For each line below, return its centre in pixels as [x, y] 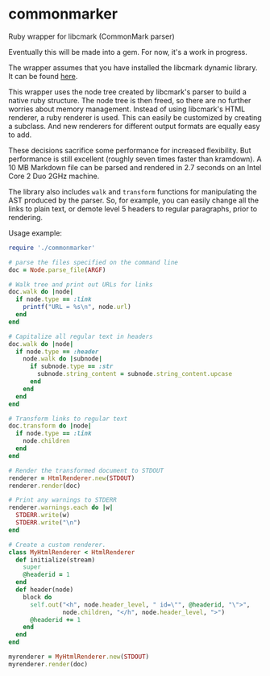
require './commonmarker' [52, 248]
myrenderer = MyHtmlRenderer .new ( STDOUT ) [79, 657]
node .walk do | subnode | [63, 359]
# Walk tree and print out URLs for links [81, 284]
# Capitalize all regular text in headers [81, 336]
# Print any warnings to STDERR [62, 500]
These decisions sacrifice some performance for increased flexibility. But [130, 150]
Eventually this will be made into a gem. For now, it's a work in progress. [128, 52]
